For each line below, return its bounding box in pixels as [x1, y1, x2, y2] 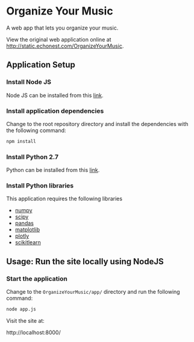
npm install [6, 138, 36, 144]
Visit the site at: [6, 317, 45, 324]
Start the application [6, 274, 67, 283]
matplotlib [14, 226, 40, 233]
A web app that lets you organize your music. [6, 24, 119, 31]
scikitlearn [14, 239, 41, 246]
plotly [14, 232, 30, 239]
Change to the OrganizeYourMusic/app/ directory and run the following [6, 288, 180, 296]
